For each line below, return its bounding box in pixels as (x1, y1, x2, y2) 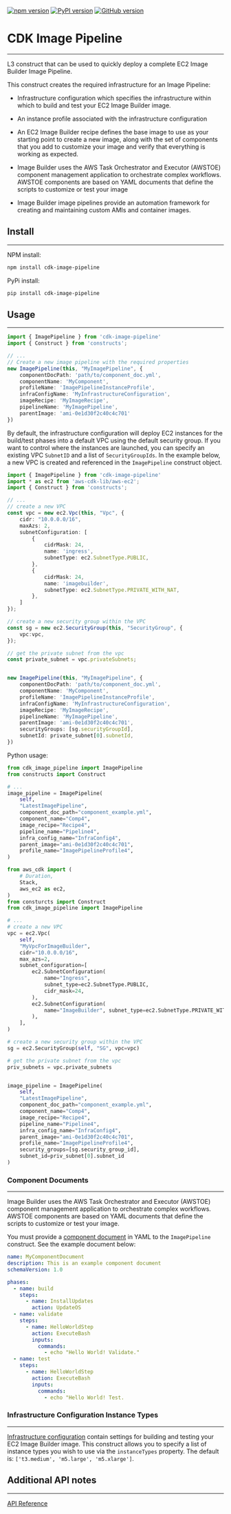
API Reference (7, 1499, 48, 1507)
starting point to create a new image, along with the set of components (16, 135, 219, 143)
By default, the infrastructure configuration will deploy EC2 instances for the (7, 429, 223, 437)
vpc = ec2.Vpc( (7, 930, 51, 937)
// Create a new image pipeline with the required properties (7, 358, 189, 365)
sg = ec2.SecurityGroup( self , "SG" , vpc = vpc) (7, 1045, 140, 1052)
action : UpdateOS (32, 1305, 81, 1311)
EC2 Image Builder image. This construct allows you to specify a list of (7, 1440, 207, 1448)
